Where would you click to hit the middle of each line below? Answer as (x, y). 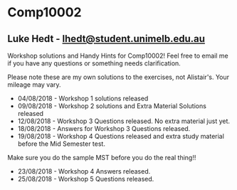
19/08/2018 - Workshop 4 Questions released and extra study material (121, 136)
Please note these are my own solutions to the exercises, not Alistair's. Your (118, 77)
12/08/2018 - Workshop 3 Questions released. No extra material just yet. (123, 121)
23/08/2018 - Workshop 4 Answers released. (84, 171)
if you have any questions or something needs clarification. (94, 63)
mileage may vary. (35, 85)
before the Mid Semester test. (61, 144)
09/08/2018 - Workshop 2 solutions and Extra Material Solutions (112, 106)
